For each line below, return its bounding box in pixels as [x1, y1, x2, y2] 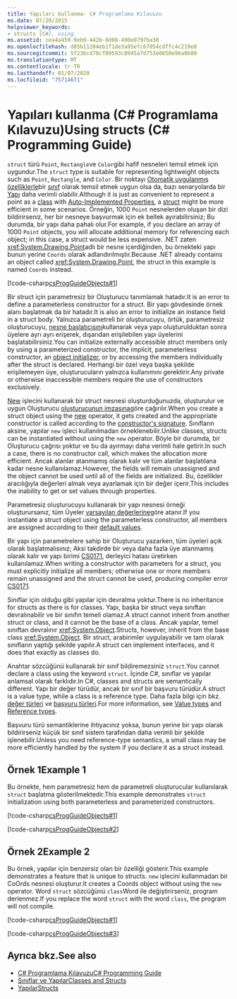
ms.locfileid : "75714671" [7, 76, 83, 83]
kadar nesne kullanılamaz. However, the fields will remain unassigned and [7, 464, 220, 473]
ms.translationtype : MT [7, 57, 78, 64]
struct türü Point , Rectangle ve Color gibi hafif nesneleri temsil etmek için [7, 160, 219, 168]
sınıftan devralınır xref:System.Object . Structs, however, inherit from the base [7, 625, 229, 634]
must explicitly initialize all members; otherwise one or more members [7, 567, 211, 575]
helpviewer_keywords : [7, 23, 71, 30]
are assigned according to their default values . [7, 523, 142, 531]
